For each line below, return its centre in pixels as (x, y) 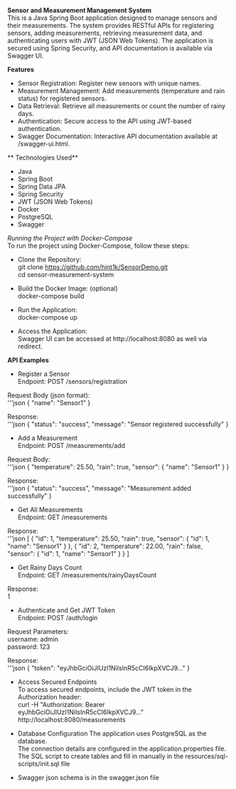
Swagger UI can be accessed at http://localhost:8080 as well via (112, 339)
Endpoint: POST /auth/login (58, 618)
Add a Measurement (48, 438)
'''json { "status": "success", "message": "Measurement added (100, 488)
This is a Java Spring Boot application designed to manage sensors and (112, 18)
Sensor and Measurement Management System (79, 10)
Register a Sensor (44, 374)
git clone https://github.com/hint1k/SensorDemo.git (93, 267)
